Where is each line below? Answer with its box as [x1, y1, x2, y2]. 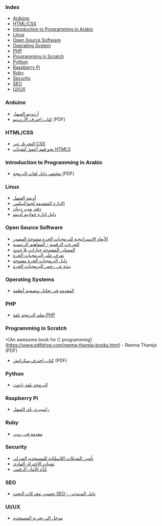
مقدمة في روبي [12, 431, 43, 437]
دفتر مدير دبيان [12, 206, 41, 212]
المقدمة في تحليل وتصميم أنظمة [12, 287, 75, 294]
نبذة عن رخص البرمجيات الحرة [12, 263, 71, 269]
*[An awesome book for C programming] [5, 336, 92, 342]
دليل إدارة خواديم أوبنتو [12, 211, 56, 218]
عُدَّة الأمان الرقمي [12, 466, 48, 472]
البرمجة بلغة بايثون [12, 381, 48, 388]
